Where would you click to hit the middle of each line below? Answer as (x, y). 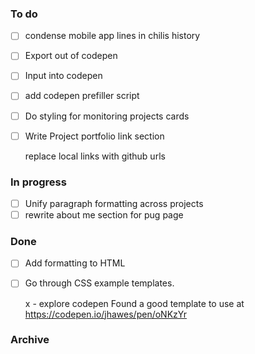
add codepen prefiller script (82, 96)
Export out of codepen (71, 56)
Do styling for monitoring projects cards (107, 116)
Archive (30, 340)
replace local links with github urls (95, 156)
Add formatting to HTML (75, 263)
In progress (38, 182)
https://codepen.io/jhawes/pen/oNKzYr (106, 314)
